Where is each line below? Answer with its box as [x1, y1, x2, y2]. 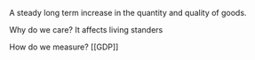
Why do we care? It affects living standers [9, 25, 163, 34]
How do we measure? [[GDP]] [9, 41, 119, 52]
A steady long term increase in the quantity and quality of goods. [9, 8, 247, 18]
